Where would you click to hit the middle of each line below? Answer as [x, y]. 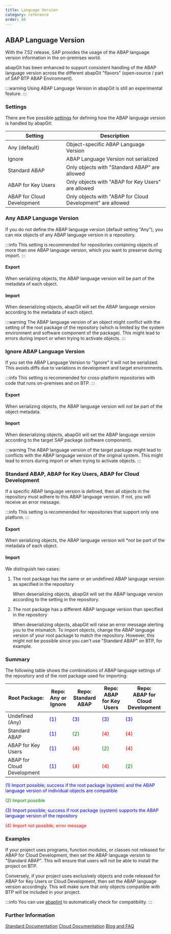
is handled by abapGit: [29, 123]
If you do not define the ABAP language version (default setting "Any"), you [84, 229]
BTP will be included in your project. [43, 892]
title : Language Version [32, 10]
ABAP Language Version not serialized [112, 159]
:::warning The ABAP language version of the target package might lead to [83, 450]
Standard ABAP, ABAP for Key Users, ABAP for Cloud [72, 474]
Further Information [30, 915]
